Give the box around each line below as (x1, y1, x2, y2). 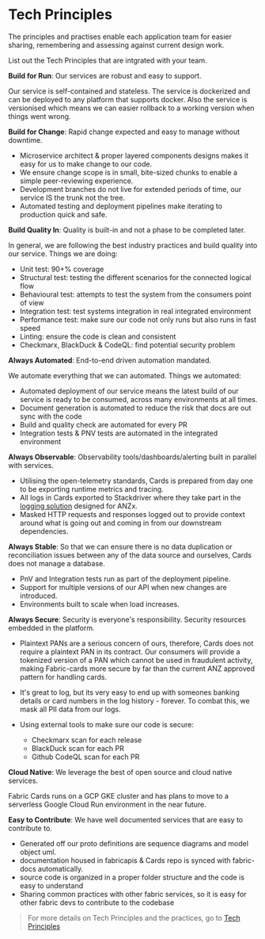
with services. (8, 460, 54, 469)
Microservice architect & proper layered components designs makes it (19, 151, 249, 160)
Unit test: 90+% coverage (19, 264, 104, 274)
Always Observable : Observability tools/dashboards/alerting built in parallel (8, 452, 257, 462)
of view (19, 297, 44, 307)
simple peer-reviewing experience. (19, 176, 134, 186)
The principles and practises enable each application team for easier (8, 32, 232, 41)
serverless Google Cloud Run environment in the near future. (8, 799, 207, 809)
